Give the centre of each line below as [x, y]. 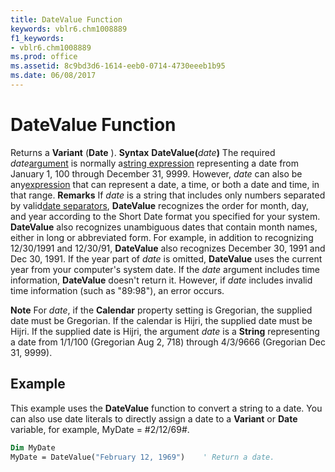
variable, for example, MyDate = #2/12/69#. [100, 429]
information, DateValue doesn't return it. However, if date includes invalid [161, 280]
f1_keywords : [37, 38]
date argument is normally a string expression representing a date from [155, 163]
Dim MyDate [33, 447]
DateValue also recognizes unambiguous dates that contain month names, [164, 227]
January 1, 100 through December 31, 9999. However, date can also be [156, 173]
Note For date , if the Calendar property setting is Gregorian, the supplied [161, 310]
